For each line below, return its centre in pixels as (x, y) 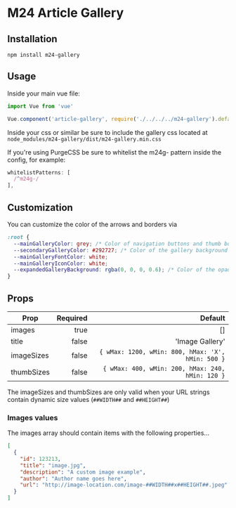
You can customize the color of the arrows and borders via (92, 224)
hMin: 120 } (205, 375)
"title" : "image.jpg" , (53, 465)
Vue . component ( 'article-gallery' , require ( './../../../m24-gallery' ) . (113, 119)
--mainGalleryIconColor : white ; (61, 263)
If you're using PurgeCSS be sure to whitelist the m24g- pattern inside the (114, 152)
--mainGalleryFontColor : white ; (61, 257)
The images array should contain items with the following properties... (108, 433)
